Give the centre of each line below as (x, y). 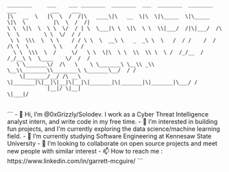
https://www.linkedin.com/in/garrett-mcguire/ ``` (75, 161)
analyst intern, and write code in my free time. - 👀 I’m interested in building (112, 122)
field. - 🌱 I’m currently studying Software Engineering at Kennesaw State (109, 136)
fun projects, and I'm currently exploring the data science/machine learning (114, 129)
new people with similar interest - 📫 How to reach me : (85, 151)
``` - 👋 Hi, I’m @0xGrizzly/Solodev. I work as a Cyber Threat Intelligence (108, 114)
